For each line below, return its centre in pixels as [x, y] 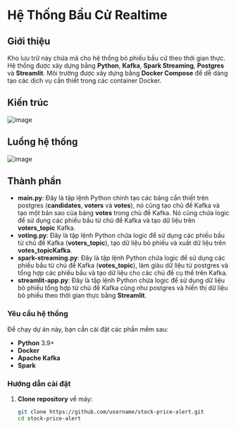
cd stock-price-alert [49, 418]
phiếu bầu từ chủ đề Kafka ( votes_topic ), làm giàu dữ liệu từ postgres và [123, 265]
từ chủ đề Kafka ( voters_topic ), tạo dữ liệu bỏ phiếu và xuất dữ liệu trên [122, 243]
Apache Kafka [39, 358]
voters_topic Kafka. [46, 228]
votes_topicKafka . [45, 250]
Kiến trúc [28, 103]
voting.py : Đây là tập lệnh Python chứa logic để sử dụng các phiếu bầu [121, 236]
